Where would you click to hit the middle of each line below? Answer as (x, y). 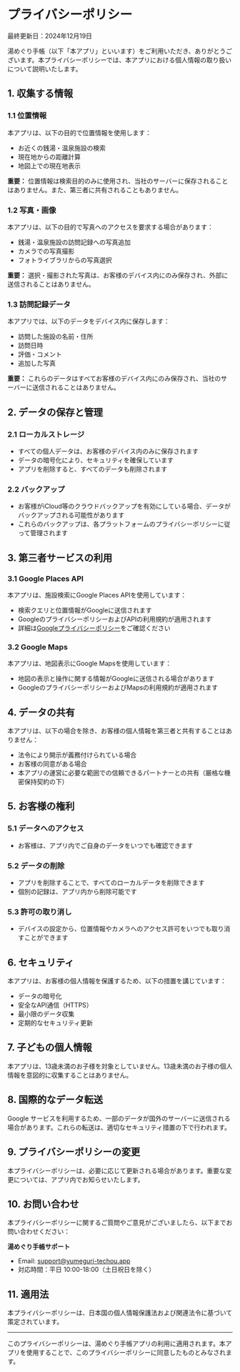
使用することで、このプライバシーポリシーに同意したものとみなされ (126, 1353)
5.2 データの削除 (36, 865)
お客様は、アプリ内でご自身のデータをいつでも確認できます (105, 845)
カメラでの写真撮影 (46, 251)
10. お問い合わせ (43, 1204)
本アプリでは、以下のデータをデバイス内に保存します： (89, 322)
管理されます (49, 533)
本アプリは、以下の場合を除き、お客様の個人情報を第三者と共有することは (117, 731)
